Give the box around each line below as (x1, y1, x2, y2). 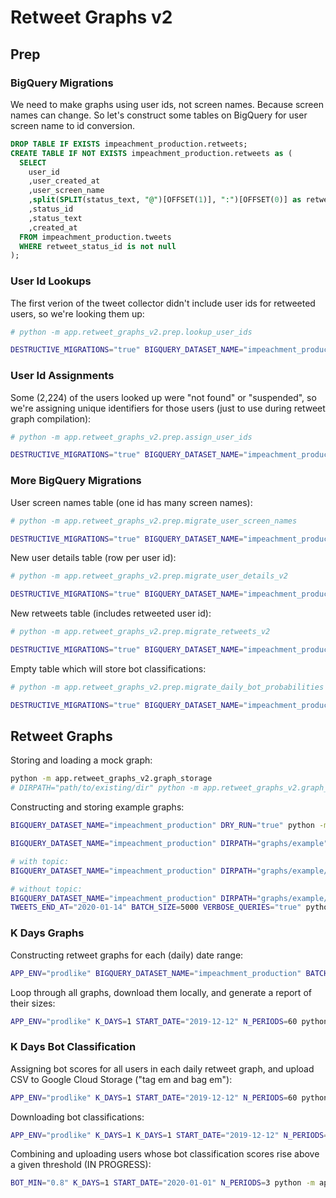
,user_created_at (28, 176, 101, 186)
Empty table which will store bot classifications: (10, 662, 207, 675)
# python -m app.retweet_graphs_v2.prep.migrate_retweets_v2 (10, 627, 271, 637)
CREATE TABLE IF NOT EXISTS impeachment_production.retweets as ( (10, 148, 293, 158)
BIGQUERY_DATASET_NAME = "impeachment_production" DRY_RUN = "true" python (10, 821, 315, 831)
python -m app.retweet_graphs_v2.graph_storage (10, 774, 213, 784)
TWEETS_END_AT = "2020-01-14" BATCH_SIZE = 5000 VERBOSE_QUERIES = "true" (10, 902, 302, 913)
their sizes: (10, 997, 56, 1009)
